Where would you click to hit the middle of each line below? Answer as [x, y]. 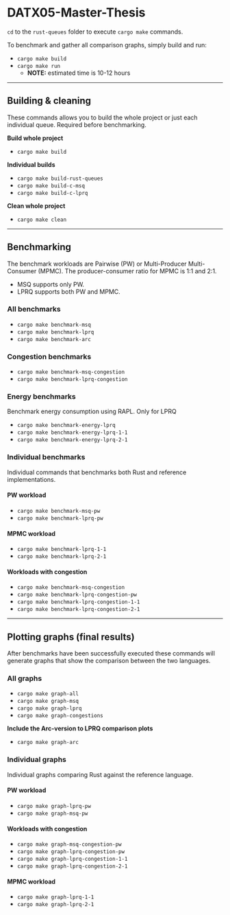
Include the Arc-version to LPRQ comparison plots [80, 728]
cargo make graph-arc [48, 743]
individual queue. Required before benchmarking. [77, 124]
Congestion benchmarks [49, 356]
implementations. [31, 479]
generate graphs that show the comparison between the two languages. [109, 661]
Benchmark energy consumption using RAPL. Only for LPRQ [92, 412]
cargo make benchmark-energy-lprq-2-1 [72, 440]
